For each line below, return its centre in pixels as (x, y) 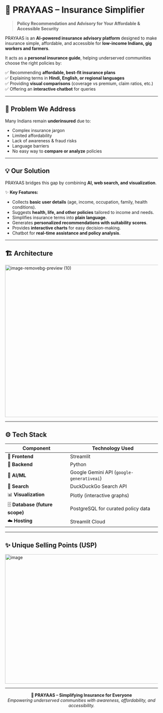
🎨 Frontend (21, 457)
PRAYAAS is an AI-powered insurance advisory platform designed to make (81, 38)
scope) (16, 513)
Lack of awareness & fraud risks (44, 140)
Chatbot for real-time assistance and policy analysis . (66, 233)
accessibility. (81, 705)
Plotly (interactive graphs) (100, 495)
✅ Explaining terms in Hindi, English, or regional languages (65, 78)
